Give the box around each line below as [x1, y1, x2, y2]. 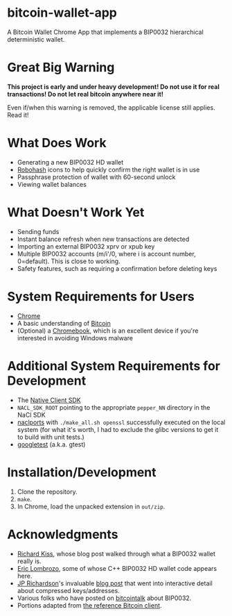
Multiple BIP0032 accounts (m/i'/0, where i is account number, [17, 249, 196, 258]
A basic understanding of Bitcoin [17, 319, 111, 327]
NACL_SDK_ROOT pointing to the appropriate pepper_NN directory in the [17, 403, 211, 411]
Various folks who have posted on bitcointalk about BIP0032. [17, 594, 192, 602]
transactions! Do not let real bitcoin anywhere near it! [7, 90, 164, 98]
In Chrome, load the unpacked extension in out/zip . [17, 502, 166, 510]
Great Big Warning [7, 60, 115, 76]
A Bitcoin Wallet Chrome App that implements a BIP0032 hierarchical [7, 28, 204, 36]
